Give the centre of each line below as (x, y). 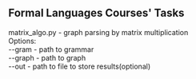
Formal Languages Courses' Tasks (96, 13)
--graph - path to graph (47, 57)
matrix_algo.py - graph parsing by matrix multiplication (98, 32)
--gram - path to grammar (51, 49)
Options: (22, 41)
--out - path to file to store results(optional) (79, 66)
